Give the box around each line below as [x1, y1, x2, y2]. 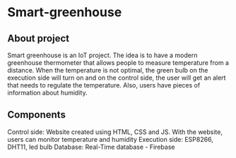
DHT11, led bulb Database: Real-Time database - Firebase [7, 142, 175, 151]
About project [7, 32, 69, 44]
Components [7, 109, 66, 121]
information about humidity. [7, 89, 88, 97]
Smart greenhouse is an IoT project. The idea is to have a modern [7, 51, 198, 59]
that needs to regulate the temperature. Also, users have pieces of [7, 81, 201, 89]
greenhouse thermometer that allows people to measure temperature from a [7, 59, 230, 67]
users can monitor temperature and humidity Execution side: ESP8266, [7, 135, 213, 143]
